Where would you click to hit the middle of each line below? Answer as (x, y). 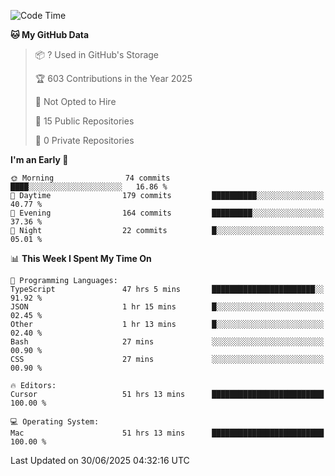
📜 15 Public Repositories (84, 121)
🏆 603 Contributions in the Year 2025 (113, 78)
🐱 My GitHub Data (50, 34)
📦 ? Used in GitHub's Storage (97, 54)
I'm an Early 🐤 (39, 159)
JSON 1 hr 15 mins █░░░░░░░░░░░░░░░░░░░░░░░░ (167, 307)
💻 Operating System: (55, 422)
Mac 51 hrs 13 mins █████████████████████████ (167, 433)
